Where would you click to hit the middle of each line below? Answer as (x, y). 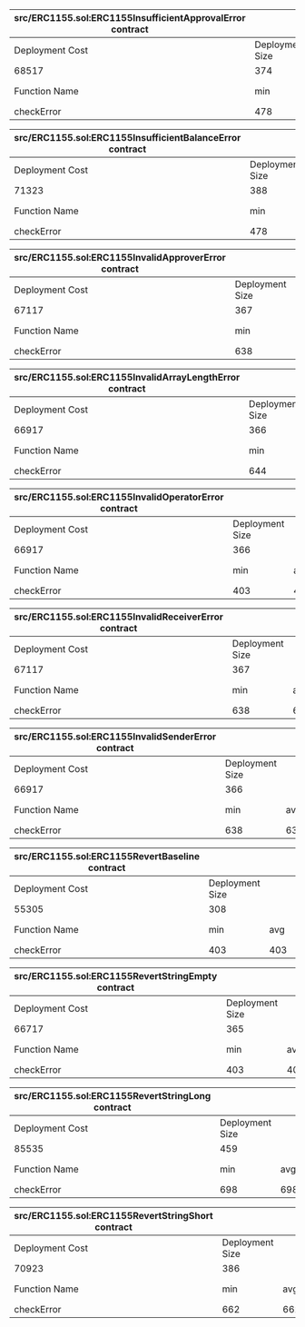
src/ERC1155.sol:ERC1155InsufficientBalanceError (128, 138)
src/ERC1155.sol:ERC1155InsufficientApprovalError (130, 18)
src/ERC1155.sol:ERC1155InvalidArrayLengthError (127, 377)
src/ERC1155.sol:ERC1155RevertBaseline (107, 856)
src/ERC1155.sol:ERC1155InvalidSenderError (115, 737)
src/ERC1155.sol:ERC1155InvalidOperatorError (119, 497)
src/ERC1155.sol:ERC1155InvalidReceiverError (119, 617)
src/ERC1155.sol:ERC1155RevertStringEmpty (116, 976)
